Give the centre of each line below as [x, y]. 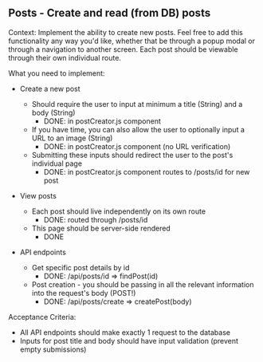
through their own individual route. [65, 57]
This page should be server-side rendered [101, 228]
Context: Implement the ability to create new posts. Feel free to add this [126, 32]
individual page [57, 163]
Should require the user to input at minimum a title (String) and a [137, 104]
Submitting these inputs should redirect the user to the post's [132, 155]
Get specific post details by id [80, 267]
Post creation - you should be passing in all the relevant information [143, 284]
